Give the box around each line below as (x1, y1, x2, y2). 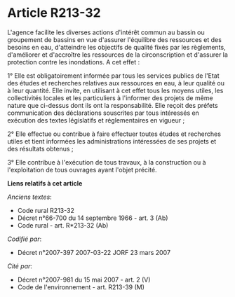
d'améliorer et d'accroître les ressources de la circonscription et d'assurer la (7, 50, 228, 59)
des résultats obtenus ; (7, 144, 74, 153)
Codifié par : (7, 235, 42, 243)
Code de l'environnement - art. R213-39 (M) (17, 282, 145, 291)
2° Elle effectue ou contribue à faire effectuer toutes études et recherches (7, 130, 221, 138)
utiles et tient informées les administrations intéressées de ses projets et (7, 137, 217, 145)
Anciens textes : (7, 193, 53, 201)
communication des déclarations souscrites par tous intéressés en (7, 109, 200, 117)
